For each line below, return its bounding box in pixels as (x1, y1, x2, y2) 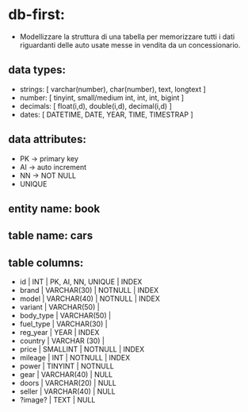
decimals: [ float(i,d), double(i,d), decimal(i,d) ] (19, 101, 173, 110)
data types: (8, 64, 66, 77)
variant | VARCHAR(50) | (19, 302, 101, 312)
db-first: (8, 6, 66, 24)
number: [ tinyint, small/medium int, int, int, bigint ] (19, 93, 185, 102)
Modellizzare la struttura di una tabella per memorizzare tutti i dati (19, 32, 235, 41)
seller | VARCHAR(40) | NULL (19, 387, 116, 396)
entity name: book (8, 202, 101, 215)
